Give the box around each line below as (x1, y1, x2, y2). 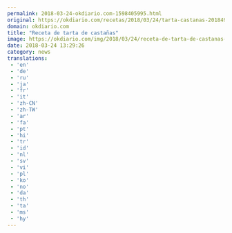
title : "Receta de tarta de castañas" (7, 29, 119, 37)
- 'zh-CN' (10, 100, 39, 107)
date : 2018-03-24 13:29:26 (7, 42, 85, 49)
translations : (7, 55, 48, 62)
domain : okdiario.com (7, 23, 70, 30)
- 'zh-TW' (10, 106, 39, 113)
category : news (7, 49, 51, 56)
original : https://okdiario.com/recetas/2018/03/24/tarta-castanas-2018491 (7, 17, 230, 23)
